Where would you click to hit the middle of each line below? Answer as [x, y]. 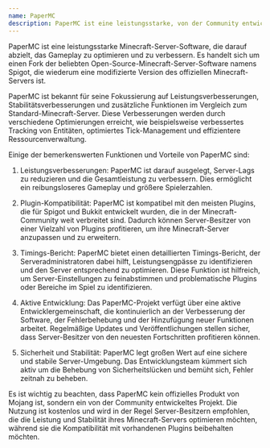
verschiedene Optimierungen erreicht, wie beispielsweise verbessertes [126, 122]
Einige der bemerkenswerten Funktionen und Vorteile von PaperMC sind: [129, 155]
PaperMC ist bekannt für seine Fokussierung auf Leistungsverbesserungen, [134, 96]
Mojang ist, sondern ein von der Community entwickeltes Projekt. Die [123, 402]
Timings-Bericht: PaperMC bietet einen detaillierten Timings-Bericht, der [140, 253]
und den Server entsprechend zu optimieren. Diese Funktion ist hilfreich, [140, 270]
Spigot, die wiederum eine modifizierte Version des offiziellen [110, 72]
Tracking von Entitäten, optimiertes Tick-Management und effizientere [125, 131]
